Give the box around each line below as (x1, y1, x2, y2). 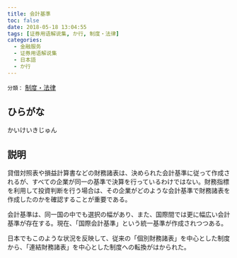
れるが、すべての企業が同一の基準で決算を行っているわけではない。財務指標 (7, 177, 230, 186)
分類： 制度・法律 (7, 83, 57, 92)
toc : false (7, 17, 40, 24)
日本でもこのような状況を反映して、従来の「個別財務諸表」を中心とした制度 (7, 234, 230, 242)
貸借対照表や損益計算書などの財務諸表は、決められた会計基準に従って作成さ (7, 169, 231, 177)
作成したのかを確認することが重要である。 (7, 195, 132, 204)
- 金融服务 (13, 43, 42, 50)
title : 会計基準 (7, 10, 51, 18)
